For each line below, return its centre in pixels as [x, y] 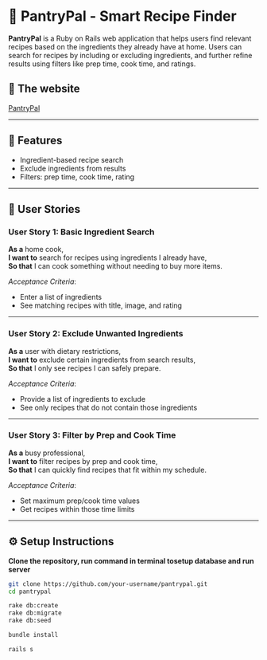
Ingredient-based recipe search [72, 159]
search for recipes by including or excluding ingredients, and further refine [130, 55]
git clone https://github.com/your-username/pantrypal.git [108, 584]
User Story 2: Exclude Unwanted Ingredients [96, 334]
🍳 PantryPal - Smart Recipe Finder [122, 16]
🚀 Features [35, 141]
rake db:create [33, 606]
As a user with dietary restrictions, [65, 351]
